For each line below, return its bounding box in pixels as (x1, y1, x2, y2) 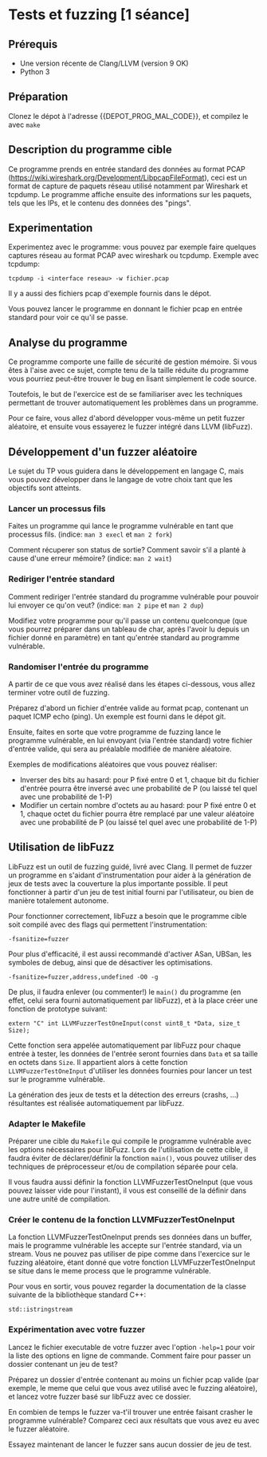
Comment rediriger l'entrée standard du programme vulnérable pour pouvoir (8, 592, 259, 601)
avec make (8, 120, 41, 129)
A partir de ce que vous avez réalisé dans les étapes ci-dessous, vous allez (8, 679, 256, 688)
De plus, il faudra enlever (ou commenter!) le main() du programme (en (8, 987, 241, 996)
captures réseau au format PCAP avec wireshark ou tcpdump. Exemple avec (8, 251, 259, 260)
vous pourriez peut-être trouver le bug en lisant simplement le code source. (8, 374, 257, 384)
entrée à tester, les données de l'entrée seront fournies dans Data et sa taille (8, 1048, 258, 1059)
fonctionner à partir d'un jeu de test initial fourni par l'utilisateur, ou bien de (8, 887, 254, 897)
